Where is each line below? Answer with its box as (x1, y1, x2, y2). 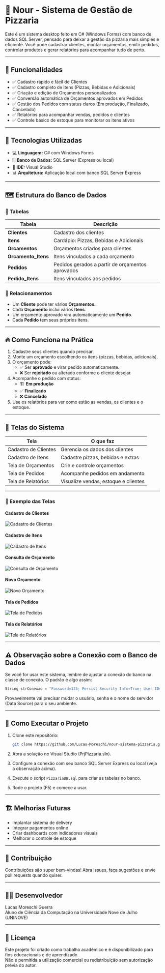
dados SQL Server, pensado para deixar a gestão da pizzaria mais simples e (5, 36, 160, 42)
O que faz (91, 438, 114, 444)
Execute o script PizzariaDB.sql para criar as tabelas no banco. (12, 775, 141, 781)
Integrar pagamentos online (12, 825, 69, 830)
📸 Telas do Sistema (5, 423, 64, 432)
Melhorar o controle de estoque (12, 835, 77, 841)
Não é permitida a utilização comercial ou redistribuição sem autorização (5, 957, 153, 963)
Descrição (93, 221, 118, 228)
